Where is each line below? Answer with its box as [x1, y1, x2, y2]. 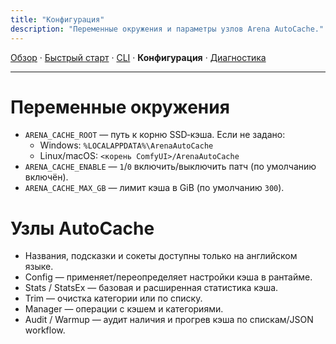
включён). [24, 171, 69, 183]
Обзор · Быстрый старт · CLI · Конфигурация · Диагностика [10, 51, 267, 63]
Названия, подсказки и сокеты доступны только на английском [24, 250, 298, 262]
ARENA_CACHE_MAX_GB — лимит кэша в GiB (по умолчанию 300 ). [24, 182, 285, 194]
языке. [24, 261, 54, 273]
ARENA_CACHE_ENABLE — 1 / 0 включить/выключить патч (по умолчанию [24, 161, 317, 173]
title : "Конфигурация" [10, 14, 105, 25]
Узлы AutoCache [10, 217, 155, 240]
